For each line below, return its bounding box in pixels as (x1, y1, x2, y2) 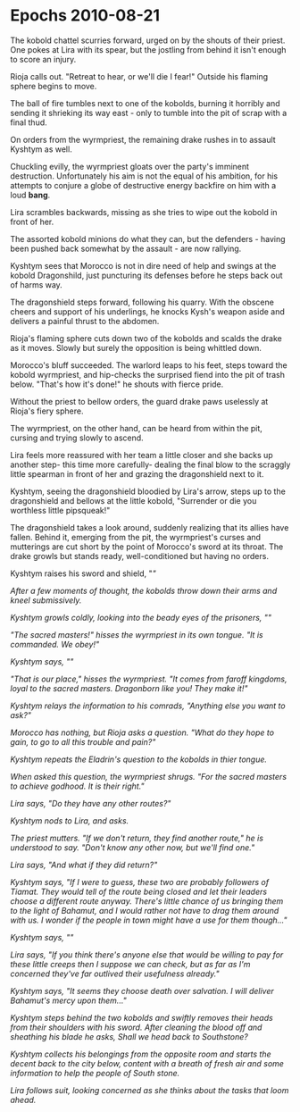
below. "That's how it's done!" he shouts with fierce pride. (10, 379, 224, 389)
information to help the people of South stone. (10, 1067, 180, 1078)
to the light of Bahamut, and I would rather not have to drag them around (10, 905, 279, 916)
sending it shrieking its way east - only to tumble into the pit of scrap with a (10, 107, 287, 118)
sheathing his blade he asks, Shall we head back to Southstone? (10, 1031, 248, 1041)
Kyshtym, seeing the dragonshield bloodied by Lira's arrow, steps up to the (10, 486, 287, 497)
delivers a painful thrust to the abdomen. (10, 315, 160, 326)
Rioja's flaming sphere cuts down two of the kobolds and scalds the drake (10, 332, 282, 344)
